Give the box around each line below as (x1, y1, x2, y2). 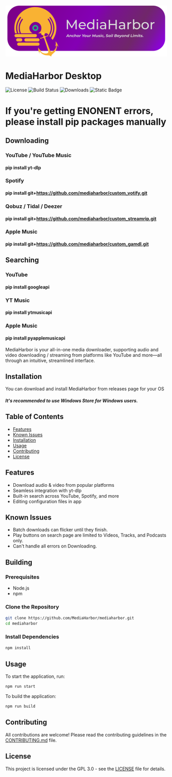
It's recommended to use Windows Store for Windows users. (5, 397, 138, 404)
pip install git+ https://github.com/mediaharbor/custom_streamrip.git (5, 215, 157, 221)
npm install (5, 646, 31, 651)
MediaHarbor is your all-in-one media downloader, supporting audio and (5, 346, 159, 352)
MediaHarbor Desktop (5, 70, 102, 82)
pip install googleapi (5, 283, 50, 290)
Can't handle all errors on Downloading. (12, 543, 97, 549)
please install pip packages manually (5, 116, 167, 127)
